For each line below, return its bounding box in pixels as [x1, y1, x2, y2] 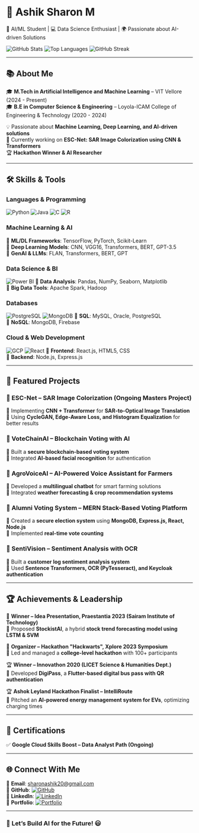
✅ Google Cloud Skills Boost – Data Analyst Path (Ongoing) [6, 741, 154, 748]
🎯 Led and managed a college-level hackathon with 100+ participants [6, 649, 178, 656]
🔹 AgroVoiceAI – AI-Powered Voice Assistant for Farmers [6, 469, 173, 478]
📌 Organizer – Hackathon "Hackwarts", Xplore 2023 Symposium [6, 643, 168, 651]
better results [6, 420, 39, 427]
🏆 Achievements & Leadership [6, 594, 123, 604]
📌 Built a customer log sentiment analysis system [6, 558, 130, 565]
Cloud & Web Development [6, 334, 85, 342]
